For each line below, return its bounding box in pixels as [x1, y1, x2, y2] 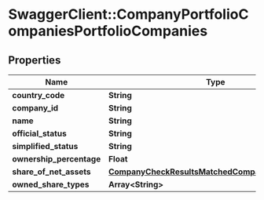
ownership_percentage [12, 154, 101, 164]
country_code [12, 90, 65, 100]
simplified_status [12, 141, 79, 151]
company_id [12, 103, 59, 113]
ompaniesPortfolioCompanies [8, 22, 208, 40]
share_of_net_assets [12, 166, 92, 177]
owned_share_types [12, 179, 90, 190]
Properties [8, 53, 61, 67]
